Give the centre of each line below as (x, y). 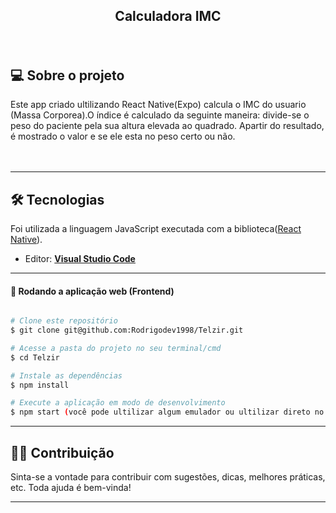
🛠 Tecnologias (57, 199)
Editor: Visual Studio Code (80, 259)
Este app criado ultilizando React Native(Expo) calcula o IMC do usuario (158, 105)
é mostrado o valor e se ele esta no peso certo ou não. (123, 136)
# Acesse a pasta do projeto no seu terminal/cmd (116, 348)
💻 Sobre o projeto (67, 75)
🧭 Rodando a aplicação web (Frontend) (92, 291)
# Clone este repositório (64, 321)
